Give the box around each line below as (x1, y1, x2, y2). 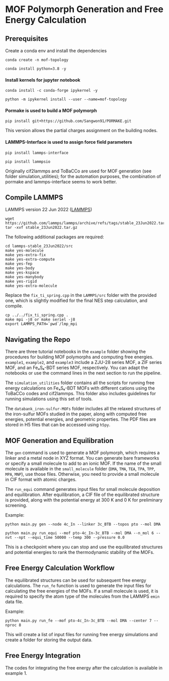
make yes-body (5, 266, 35, 271)
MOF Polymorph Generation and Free (5, 4, 163, 15)
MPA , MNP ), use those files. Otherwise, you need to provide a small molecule (5, 471, 159, 477)
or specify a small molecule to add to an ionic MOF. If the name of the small (5, 460, 162, 467)
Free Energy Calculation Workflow (5, 564, 115, 573)
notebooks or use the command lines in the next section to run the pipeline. (5, 370, 162, 376)
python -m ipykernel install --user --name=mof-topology (5, 97, 127, 102)
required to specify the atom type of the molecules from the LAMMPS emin (5, 593, 160, 599)
